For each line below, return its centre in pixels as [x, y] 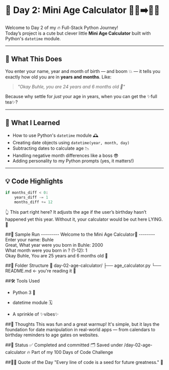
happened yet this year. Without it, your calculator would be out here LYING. [84, 219]
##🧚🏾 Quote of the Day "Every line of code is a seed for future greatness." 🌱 [84, 362]
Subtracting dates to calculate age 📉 [51, 148]
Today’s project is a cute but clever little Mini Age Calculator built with [78, 33]
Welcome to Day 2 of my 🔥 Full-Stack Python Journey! [62, 27]
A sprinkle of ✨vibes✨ [35, 314]
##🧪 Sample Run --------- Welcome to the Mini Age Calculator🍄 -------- [80, 234]
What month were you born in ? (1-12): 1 [46, 250]
